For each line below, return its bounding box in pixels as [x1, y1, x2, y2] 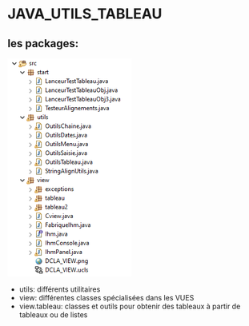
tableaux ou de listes [18, 310, 88, 320]
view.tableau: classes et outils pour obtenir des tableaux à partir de [18, 301, 241, 311]
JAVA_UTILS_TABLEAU [7, 5, 163, 23]
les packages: [7, 37, 79, 50]
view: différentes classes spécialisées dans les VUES [18, 293, 195, 302]
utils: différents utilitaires [18, 284, 101, 294]
